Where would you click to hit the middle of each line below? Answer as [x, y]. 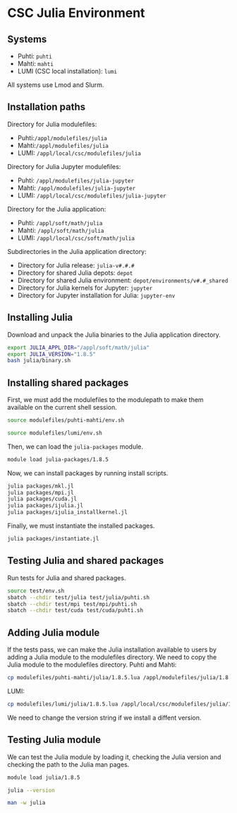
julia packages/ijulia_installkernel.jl [68, 512]
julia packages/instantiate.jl [53, 539]
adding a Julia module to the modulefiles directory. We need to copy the [112, 657]
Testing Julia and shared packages [86, 561]
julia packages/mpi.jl [41, 492]
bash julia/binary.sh [39, 361]
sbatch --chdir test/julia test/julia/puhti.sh [79, 597]
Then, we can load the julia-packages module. [75, 446]
